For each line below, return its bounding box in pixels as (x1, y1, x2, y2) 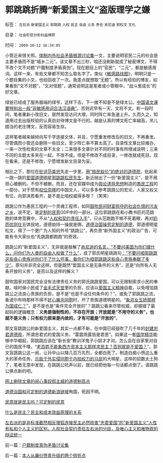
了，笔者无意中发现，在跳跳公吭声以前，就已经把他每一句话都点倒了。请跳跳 (5, 362, 158, 368)
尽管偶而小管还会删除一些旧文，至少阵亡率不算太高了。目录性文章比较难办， (5, 140, 158, 146)
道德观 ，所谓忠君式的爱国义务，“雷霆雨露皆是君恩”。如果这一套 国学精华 (9, 331, 154, 337)
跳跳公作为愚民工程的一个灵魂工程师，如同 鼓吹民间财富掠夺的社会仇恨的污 (5, 203, 154, 209)
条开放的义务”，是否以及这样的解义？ (5, 268, 80, 274)
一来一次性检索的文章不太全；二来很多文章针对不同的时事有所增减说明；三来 (5, 146, 158, 152)
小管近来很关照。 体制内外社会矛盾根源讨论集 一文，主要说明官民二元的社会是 (5, 52, 158, 58)
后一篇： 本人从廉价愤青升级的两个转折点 (5, 452, 86, 458)
